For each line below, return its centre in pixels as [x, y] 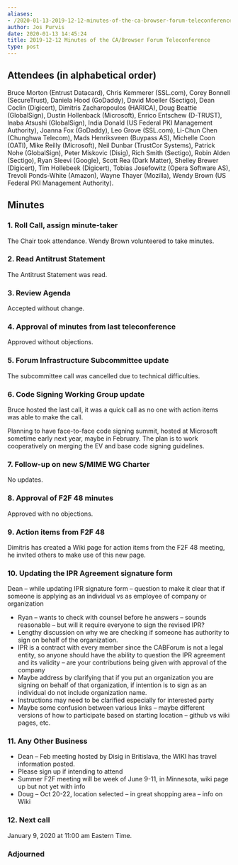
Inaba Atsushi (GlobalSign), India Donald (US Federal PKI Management [110, 123]
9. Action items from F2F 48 [56, 532]
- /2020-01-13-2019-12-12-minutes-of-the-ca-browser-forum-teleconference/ [121, 21]
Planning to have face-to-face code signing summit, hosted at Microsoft [113, 431]
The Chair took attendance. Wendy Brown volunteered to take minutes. [111, 241]
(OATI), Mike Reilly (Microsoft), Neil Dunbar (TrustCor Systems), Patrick [111, 145]
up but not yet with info [51, 786]
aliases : [20, 14]
